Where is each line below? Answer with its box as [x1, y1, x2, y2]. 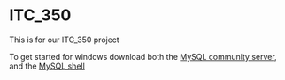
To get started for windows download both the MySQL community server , [9, 51, 277, 62]
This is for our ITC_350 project [9, 34, 119, 45]
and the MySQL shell [9, 61, 86, 71]
